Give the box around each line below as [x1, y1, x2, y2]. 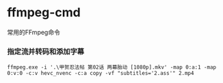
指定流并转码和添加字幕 [7, 46, 84, 56]
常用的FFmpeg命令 [7, 28, 60, 36]
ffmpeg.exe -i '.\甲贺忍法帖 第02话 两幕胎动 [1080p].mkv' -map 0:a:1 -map [7, 64, 217, 71]
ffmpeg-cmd [7, 5, 81, 20]
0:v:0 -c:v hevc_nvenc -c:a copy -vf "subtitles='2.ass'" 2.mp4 [7, 70, 194, 77]
